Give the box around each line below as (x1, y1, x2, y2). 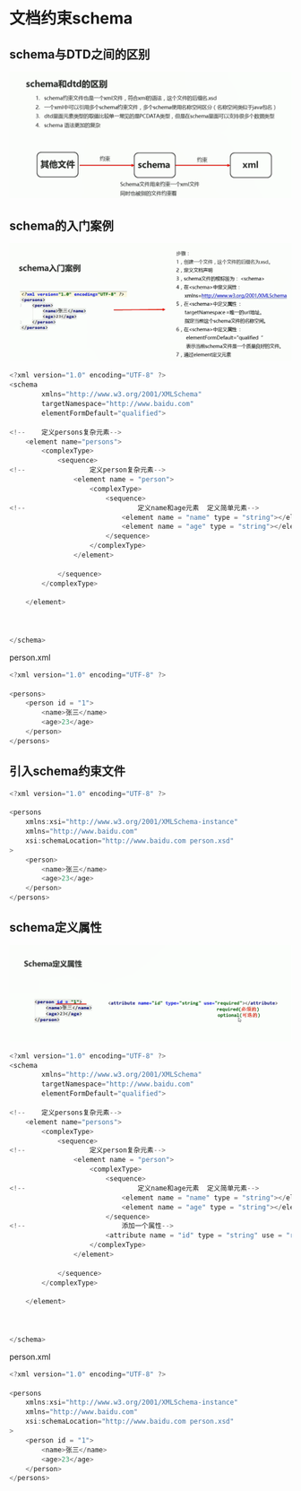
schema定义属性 (9, 920, 103, 935)
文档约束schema (9, 8, 133, 29)
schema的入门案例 (9, 218, 115, 233)
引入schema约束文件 (9, 764, 126, 779)
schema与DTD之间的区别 (9, 47, 150, 62)
